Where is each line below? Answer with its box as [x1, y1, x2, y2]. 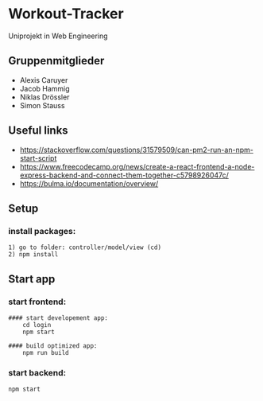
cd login [22, 321, 52, 329]
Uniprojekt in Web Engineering [8, 31, 109, 41]
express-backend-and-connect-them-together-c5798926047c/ [19, 170, 229, 180]
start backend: [8, 367, 67, 378]
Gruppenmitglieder [8, 54, 105, 68]
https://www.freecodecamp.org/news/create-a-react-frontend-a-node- [19, 162, 255, 171]
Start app [8, 272, 56, 286]
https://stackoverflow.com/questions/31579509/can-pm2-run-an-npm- [19, 145, 254, 154]
